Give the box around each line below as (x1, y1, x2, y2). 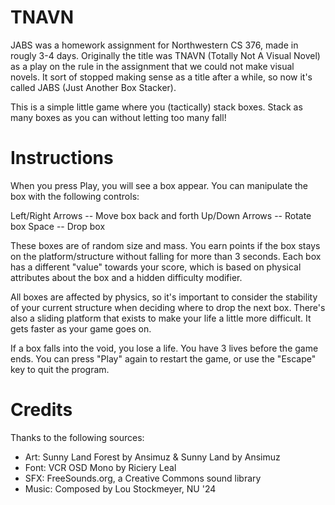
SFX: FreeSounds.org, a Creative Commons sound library (24, 472, 262, 484)
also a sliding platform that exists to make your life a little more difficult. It (10, 312, 312, 324)
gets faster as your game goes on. (10, 322, 152, 335)
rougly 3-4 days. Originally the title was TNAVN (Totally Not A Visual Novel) (10, 49, 321, 61)
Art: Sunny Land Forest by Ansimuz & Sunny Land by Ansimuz (24, 451, 281, 463)
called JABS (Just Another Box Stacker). (10, 81, 177, 93)
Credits (10, 399, 73, 421)
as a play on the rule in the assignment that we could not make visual (10, 60, 295, 72)
